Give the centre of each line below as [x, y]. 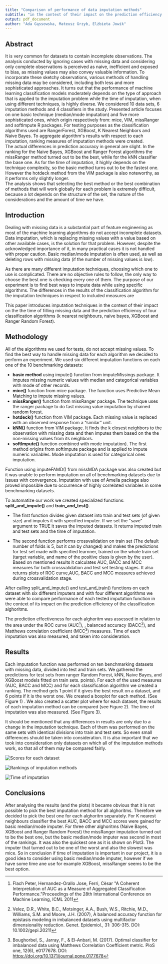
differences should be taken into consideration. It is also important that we [82, 737]
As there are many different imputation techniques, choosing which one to [81, 269]
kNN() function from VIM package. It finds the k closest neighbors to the [87, 428]
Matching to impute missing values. [49, 396]
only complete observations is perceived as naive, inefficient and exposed [82, 67]
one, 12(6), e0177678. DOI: [40, 950]
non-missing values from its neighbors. [53, 438]
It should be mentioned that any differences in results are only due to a [78, 721]
